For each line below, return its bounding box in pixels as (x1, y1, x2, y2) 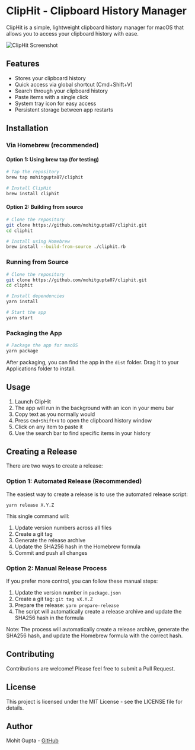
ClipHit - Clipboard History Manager (6, 4, 187, 18)
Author (6, 722, 33, 732)
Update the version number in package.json (14, 589, 122, 596)
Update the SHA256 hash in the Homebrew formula (14, 543, 141, 550)
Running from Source (6, 258, 69, 266)
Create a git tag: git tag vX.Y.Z (14, 595, 93, 603)
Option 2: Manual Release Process (6, 564, 107, 572)
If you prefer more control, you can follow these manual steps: (6, 577, 158, 585)
